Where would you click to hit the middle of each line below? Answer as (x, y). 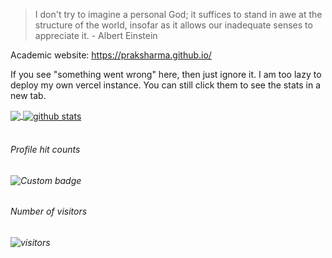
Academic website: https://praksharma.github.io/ (111, 55)
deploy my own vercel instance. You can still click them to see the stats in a (166, 85)
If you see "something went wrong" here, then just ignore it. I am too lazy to (166, 74)
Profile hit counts (45, 150)
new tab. (28, 95)
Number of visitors (49, 211)
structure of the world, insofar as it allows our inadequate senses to (173, 25)
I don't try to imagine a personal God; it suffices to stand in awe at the (178, 14)
